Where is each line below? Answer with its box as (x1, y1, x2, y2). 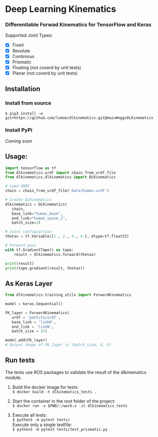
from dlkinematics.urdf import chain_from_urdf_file (5, 170, 116, 175)
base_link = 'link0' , (11, 319, 56, 324)
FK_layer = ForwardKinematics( (5, 310, 70, 315)
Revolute (12, 48, 31, 54)
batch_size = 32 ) (11, 329, 48, 334)
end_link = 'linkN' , (11, 324, 54, 329)
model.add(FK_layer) (5, 338, 48, 343)
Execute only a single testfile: (12, 422, 72, 428)
